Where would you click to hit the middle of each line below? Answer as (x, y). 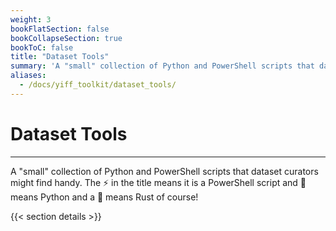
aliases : (28, 76)
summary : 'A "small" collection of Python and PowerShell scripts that (162, 66)
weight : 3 (31, 19)
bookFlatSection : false (60, 29)
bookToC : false (42, 47)
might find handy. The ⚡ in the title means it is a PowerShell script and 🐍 (158, 182)
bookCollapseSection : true (66, 38)
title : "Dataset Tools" (60, 57)
